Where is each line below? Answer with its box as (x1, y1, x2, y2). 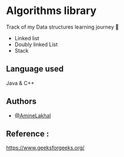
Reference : (6, 128, 49, 138)
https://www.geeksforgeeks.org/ (6, 144, 85, 151)
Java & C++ (6, 79, 35, 86)
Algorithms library (6, 4, 97, 18)
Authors (6, 96, 37, 106)
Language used (6, 64, 64, 74)
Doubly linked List (14, 41, 58, 48)
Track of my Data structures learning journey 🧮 (6, 23, 119, 30)
